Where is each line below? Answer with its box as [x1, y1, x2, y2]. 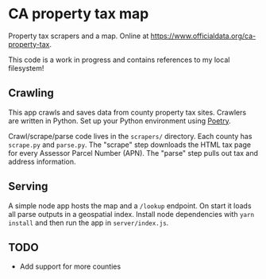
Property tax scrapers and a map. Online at [8, 31, 149, 41]
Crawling [8, 87, 54, 100]
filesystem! [8, 63, 44, 72]
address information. [8, 157, 77, 166]
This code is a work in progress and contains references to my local [8, 55, 230, 64]
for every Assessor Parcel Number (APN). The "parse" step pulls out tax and [8, 148, 259, 157]
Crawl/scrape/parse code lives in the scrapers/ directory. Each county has [8, 131, 253, 141]
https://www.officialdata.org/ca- [150, 31, 256, 41]
